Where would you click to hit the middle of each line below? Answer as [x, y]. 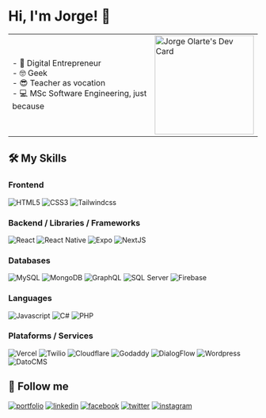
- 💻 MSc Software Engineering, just [80, 93]
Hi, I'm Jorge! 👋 [59, 16]
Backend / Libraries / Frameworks [74, 222]
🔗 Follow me [38, 387]
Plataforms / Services [51, 336]
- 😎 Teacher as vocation [59, 83]
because [28, 106]
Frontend [26, 185]
